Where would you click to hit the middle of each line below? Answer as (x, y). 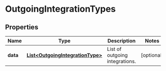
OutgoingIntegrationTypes (61, 9)
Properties (22, 27)
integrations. (122, 61)
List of (114, 49)
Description (122, 41)
